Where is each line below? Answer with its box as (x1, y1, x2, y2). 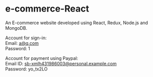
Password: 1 (5, 45, 30, 51)
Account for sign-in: (5, 35, 47, 41)
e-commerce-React (5, 3, 90, 15)
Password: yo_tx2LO (5, 66, 48, 72)
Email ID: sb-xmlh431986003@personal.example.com (5, 60, 117, 66)
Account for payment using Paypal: (5, 55, 79, 61)
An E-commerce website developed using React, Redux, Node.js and (5, 20, 148, 26)
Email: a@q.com (5, 40, 39, 46)
